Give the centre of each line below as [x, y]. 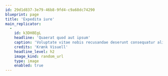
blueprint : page [22, 14]
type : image [26, 61]
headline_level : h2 [34, 51]
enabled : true [29, 65]
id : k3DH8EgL [28, 33]
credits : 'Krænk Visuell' [41, 47]
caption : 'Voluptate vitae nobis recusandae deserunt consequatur [85, 42]
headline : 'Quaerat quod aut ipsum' [52, 38]
